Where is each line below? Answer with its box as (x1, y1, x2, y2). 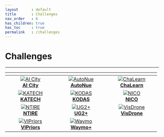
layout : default (5, 7, 51, 12)
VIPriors (20, 124, 41, 131)
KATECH (20, 96, 41, 102)
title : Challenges (5, 12, 58, 17)
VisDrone (120, 110, 143, 117)
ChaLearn (120, 81, 143, 88)
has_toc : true (5, 25, 45, 30)
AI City (22, 81, 39, 88)
